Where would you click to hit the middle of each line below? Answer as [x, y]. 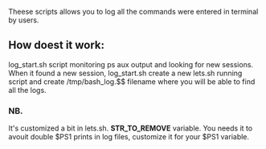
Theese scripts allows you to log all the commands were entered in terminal [133, 12]
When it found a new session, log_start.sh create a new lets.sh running [125, 73]
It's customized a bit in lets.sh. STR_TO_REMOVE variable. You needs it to [131, 128]
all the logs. [27, 90]
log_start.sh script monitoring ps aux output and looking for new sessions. [131, 64]
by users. [24, 20]
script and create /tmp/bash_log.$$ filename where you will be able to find [132, 81]
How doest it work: [57, 45]
